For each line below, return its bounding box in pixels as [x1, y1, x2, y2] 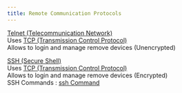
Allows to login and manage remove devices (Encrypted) [7, 71, 168, 79]
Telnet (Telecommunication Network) [7, 29, 113, 37]
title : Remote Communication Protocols [7, 10, 122, 17]
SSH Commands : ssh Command [7, 78, 100, 86]
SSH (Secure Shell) [7, 56, 62, 65]
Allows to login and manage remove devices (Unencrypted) [7, 43, 176, 51]
